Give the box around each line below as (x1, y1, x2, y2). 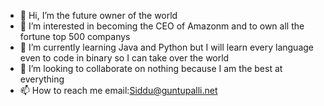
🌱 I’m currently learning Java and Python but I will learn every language (19, 41, 315, 53)
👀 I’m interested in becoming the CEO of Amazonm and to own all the (19, 20, 305, 32)
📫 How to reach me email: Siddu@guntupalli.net (19, 85, 218, 96)
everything (19, 73, 65, 85)
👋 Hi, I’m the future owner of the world (19, 10, 178, 21)
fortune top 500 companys (19, 31, 131, 42)
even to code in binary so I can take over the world (19, 52, 230, 64)
